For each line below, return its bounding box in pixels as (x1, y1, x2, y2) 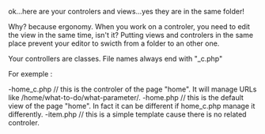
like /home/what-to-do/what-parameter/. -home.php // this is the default (8, 93, 244, 102)
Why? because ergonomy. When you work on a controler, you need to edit (8, 22, 251, 31)
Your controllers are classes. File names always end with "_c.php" (8, 54, 223, 63)
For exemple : (8, 69, 53, 78)
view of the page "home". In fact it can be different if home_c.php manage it (8, 102, 256, 110)
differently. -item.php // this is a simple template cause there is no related (8, 110, 247, 119)
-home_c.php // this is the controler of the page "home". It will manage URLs (8, 84, 257, 94)
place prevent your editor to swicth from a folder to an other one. (8, 39, 220, 48)
